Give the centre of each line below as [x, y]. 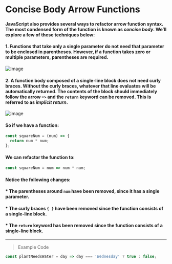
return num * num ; [30, 141]
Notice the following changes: [38, 180]
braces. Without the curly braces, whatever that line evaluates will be [81, 86]
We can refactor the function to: [40, 157]
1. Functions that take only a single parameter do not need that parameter [85, 47]
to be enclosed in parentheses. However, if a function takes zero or [78, 52]
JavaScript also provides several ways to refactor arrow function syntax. [84, 24]
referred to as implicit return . [37, 102]
